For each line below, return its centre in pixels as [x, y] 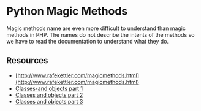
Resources [27, 60]
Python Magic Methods [67, 11]
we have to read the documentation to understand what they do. [88, 41]
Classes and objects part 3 [49, 101]
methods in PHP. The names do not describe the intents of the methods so [100, 34]
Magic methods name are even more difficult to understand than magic [96, 28]
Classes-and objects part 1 [49, 88]
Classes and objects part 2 [49, 95]
